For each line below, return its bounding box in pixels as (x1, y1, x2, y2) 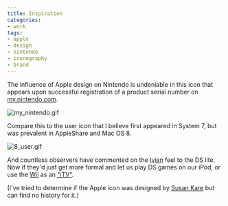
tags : (7, 29, 23, 37)
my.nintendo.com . (7, 94, 58, 103)
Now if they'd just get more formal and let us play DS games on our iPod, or (7, 163, 221, 171)
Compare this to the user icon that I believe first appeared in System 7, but (7, 121, 217, 130)
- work (7, 23, 26, 30)
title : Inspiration (7, 10, 63, 17)
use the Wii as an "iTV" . (7, 170, 74, 178)
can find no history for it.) (7, 191, 79, 199)
